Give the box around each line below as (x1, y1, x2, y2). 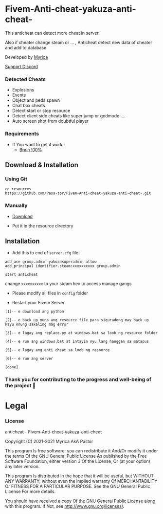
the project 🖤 (5, 382, 36, 389)
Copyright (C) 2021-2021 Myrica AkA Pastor (5, 438, 93, 444)
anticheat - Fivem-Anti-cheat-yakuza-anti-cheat (5, 429, 102, 435)
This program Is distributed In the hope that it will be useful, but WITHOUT (5, 473, 154, 479)
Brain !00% (19, 147, 42, 153)
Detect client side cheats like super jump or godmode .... (12, 113, 126, 119)
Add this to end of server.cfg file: (12, 250, 80, 256)
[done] (5, 365, 18, 370)
